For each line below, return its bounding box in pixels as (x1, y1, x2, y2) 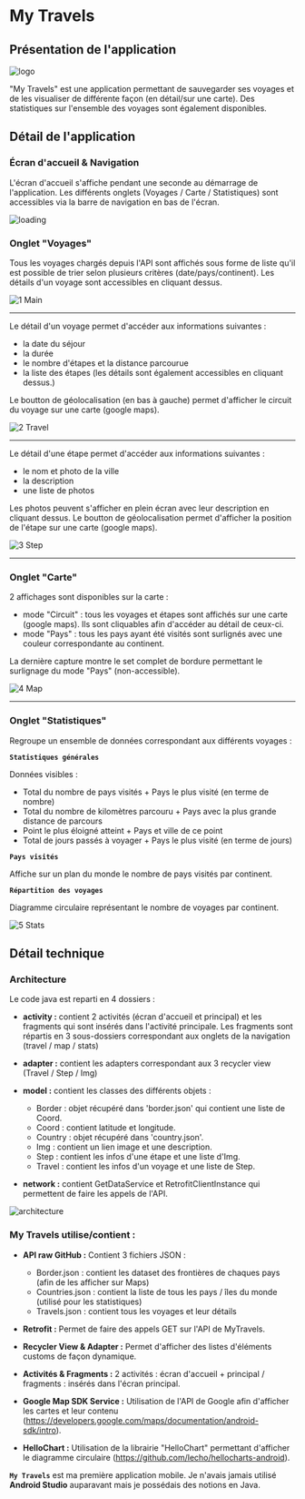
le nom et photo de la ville (22, 465, 120, 476)
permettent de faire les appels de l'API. (22, 1189, 168, 1200)
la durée (22, 348, 54, 359)
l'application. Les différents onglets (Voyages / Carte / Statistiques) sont (9, 187, 279, 198)
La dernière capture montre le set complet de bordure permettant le (9, 656, 263, 667)
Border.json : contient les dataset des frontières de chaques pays (35, 1267, 280, 1278)
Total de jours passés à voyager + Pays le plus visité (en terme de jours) (22, 835, 293, 846)
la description (22, 475, 74, 486)
